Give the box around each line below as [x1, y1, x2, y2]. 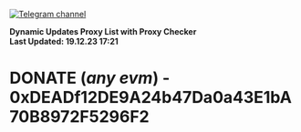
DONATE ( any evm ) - [9, 68, 171, 88]
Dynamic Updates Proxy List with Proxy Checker [9, 26, 197, 36]
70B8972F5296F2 [9, 107, 150, 127]
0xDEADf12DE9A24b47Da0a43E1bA [9, 87, 292, 108]
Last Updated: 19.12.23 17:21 [9, 36, 119, 46]
